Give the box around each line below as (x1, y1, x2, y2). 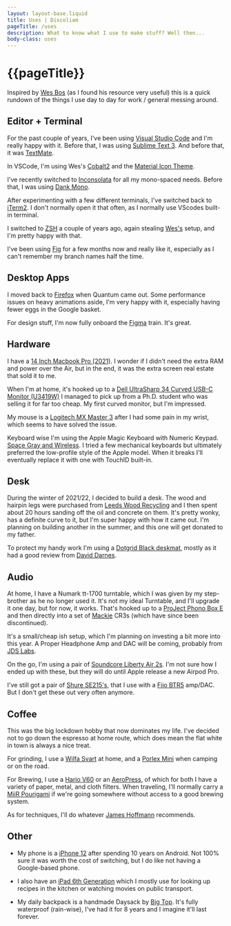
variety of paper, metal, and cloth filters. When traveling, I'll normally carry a (7, 782, 223, 791)
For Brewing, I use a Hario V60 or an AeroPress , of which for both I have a (7, 775, 217, 783)
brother (7, 597, 29, 605)
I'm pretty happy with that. (7, 231, 82, 239)
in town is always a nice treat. (7, 741, 92, 749)
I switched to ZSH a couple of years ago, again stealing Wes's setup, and (7, 224, 215, 232)
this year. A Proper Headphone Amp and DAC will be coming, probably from (7, 640, 223, 648)
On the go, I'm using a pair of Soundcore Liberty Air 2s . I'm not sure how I (7, 660, 217, 669)
